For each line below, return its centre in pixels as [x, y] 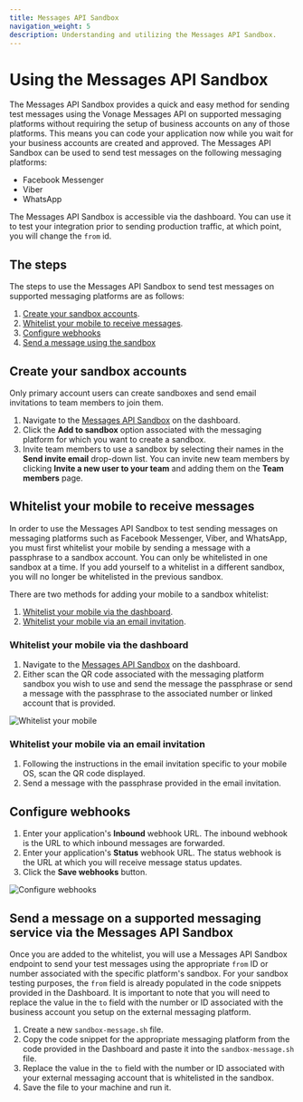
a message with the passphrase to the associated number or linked [147, 694]
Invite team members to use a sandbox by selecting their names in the [153, 449]
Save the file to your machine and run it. [97, 1087]
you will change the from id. [61, 236]
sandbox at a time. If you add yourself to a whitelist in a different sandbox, [147, 567]
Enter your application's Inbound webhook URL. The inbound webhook [155, 834]
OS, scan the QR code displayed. [84, 774]
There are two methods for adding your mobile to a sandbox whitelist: [139, 594]
